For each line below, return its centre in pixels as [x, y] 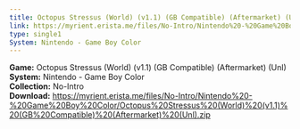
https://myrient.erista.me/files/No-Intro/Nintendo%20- [152, 96]
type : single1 [36, 34]
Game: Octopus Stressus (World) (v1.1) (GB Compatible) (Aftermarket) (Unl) [148, 68]
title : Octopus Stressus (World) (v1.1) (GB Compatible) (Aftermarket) [145, 17]
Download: [30, 96]
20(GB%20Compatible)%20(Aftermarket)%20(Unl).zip [110, 115]
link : [19, 26]
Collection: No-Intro [47, 86]
